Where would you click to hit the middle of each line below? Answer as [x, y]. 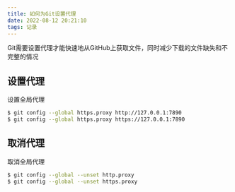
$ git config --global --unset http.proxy [71, 175]
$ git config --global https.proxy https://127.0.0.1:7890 [96, 120]
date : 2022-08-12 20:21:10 [47, 20]
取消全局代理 [26, 161]
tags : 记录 [22, 27]
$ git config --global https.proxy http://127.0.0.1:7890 [94, 113]
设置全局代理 [26, 100]
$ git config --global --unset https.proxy [73, 181]
